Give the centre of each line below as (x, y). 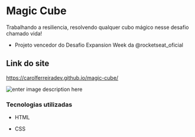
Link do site (28, 63)
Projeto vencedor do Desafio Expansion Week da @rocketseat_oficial (99, 45)
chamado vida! (24, 33)
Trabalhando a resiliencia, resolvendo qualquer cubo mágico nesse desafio (97, 27)
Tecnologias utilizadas (39, 105)
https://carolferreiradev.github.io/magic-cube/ (62, 77)
